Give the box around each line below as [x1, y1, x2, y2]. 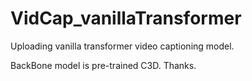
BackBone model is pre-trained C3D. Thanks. [10, 59, 197, 71]
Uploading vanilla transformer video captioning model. [10, 40, 235, 52]
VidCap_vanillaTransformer [10, 7, 242, 30]
